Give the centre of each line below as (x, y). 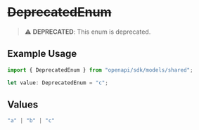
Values (23, 104)
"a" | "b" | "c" (31, 121)
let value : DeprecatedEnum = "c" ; (58, 83)
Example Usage (42, 54)
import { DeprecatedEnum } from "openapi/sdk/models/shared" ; (100, 70)
